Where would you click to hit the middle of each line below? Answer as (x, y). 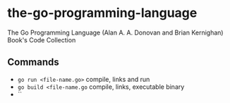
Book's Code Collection (42, 40)
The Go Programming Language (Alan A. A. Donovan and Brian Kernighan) (115, 32)
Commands (34, 62)
